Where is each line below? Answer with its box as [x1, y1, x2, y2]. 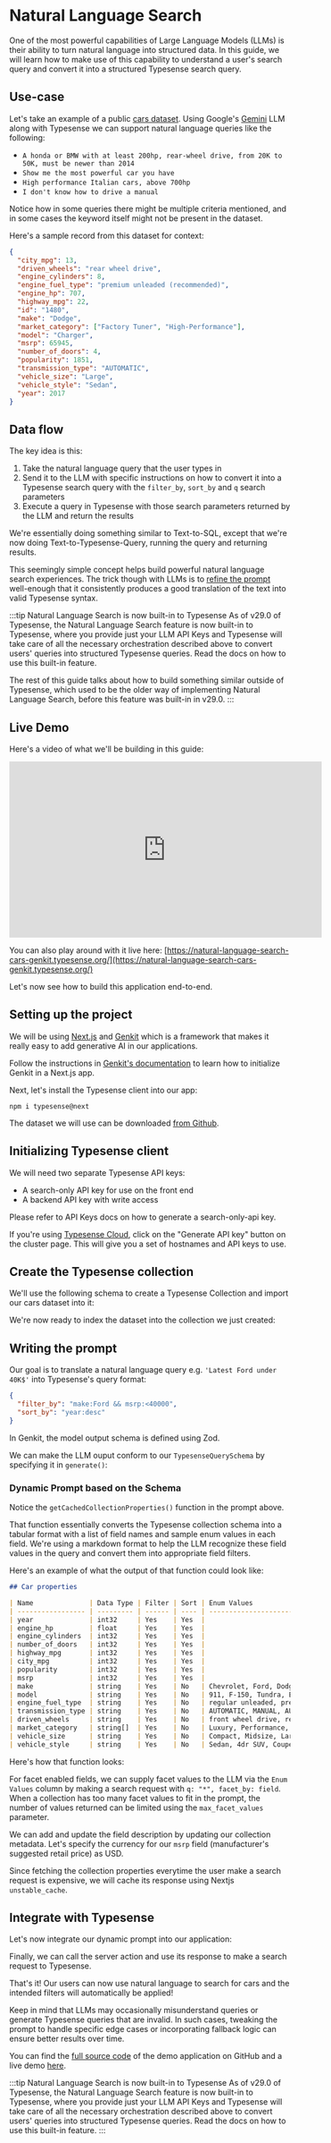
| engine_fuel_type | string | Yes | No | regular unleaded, [9, 1698, 277, 1707]
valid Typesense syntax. [9, 592, 98, 604]
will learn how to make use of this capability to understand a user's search [9, 54, 283, 64]
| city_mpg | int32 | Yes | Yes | [9, 1657, 205, 1666]
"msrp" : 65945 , [17, 339, 74, 348]
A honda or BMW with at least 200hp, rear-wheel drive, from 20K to [21, 151, 283, 160]
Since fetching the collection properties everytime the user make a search [9, 1865, 281, 1875]
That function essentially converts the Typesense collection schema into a [9, 1519, 283, 1530]
